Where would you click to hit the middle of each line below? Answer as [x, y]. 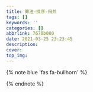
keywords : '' [22, 22]
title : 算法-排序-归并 [31, 11]
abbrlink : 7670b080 [30, 34]
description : [22, 45]
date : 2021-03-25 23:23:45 [39, 39]
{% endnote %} [25, 84]
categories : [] [25, 28]
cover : [14, 50]
